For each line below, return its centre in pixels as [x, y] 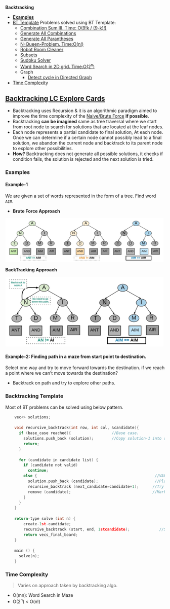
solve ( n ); [29, 556]
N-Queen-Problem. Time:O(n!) [52, 44]
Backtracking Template [34, 396]
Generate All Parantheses [47, 39]
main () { [25, 551]
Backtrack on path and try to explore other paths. [64, 383]
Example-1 [17, 184]
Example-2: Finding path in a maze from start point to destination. [76, 356]
